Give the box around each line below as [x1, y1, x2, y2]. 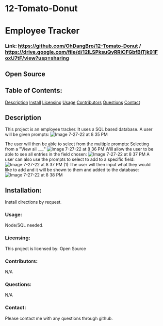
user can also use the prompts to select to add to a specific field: [5, 156, 135, 162]
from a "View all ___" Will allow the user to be [5, 146, 154, 152]
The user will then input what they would [69, 162, 151, 168]
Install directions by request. [5, 199, 62, 205]
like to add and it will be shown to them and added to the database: [5, 167, 139, 173]
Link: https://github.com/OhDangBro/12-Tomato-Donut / [5, 42, 142, 49]
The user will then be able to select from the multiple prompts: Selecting [5, 141, 149, 147]
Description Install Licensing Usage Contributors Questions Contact [5, 99, 140, 105]
